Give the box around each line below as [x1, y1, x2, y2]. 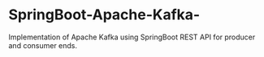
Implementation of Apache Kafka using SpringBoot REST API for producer [8, 32, 256, 42]
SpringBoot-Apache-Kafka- [8, 6, 201, 24]
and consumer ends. [8, 40, 78, 50]
